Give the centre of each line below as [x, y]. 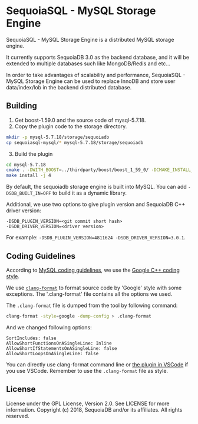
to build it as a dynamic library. [89, 193]
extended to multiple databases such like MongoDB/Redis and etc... [88, 64]
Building [22, 106]
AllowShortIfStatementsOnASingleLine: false [62, 348]
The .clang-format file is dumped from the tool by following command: [92, 305]
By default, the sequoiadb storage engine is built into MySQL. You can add [96, 187]
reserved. [18, 416]
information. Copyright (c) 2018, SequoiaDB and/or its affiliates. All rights [94, 409]
